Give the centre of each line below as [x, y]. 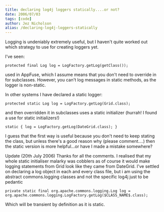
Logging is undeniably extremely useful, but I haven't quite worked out [76, 42]
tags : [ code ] [18, 19]
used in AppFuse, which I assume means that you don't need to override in [81, 75]
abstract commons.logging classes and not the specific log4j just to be [77, 177]
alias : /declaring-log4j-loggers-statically [51, 28]
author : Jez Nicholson [28, 23]
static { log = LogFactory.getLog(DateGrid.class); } [61, 127]
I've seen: [15, 56]
